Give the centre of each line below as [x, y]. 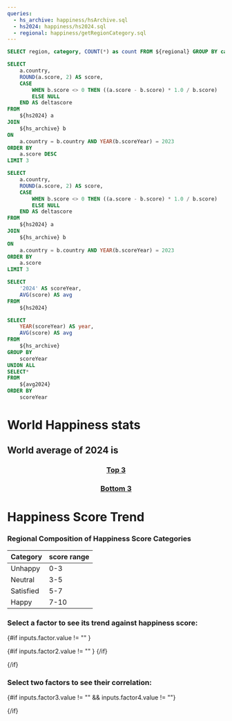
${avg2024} [35, 384]
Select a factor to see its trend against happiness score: [103, 623]
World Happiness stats [74, 425]
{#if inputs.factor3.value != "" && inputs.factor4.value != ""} [91, 697]
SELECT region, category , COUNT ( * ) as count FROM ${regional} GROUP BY [112, 52]
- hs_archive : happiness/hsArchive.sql [71, 20]
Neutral [22, 579]
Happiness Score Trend [76, 517]
